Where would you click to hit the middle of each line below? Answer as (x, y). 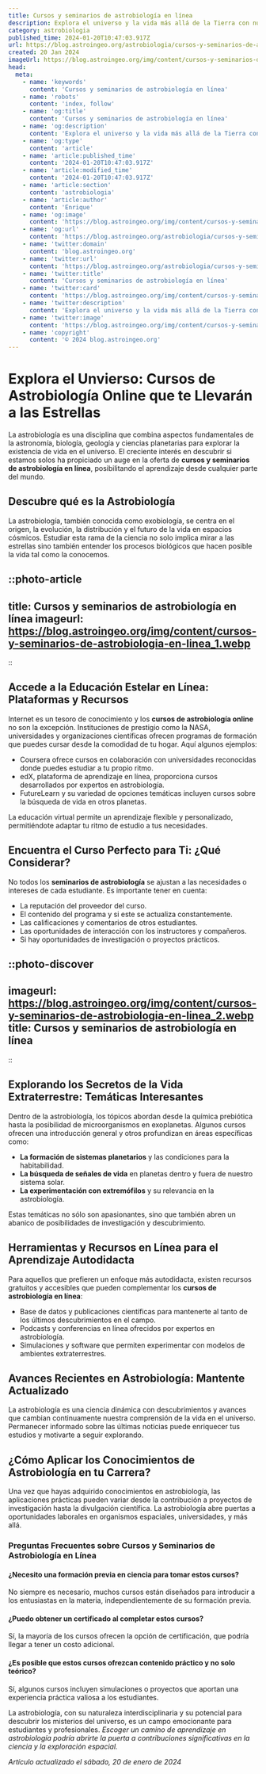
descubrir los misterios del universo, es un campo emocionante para (120, 1721)
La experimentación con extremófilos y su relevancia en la (117, 1191)
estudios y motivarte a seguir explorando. (76, 1435)
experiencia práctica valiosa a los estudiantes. (84, 1697)
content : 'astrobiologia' (72, 192)
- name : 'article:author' (65, 200)
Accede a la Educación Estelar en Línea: (108, 688)
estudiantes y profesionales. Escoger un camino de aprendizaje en (117, 1730)
